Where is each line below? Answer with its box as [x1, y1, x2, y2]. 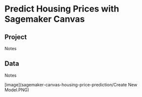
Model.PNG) [4, 87, 30, 93]
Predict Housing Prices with [4, 3, 120, 14]
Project [4, 33, 27, 41]
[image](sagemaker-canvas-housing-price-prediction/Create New [4, 82, 138, 87]
